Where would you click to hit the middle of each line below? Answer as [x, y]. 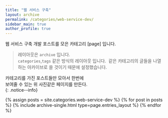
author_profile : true [28, 29]
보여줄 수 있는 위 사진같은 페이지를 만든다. [46, 85]
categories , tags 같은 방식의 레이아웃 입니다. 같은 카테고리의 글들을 [85, 61]
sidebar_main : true [26, 24]
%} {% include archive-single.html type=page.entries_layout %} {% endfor [83, 105]
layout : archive [22, 15]
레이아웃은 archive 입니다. [44, 55]
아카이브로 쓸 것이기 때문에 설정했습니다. [67, 67]
